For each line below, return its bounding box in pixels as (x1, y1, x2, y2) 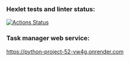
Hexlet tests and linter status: (6, 5, 95, 13)
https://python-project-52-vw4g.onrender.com (6, 48, 124, 55)
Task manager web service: (6, 34, 90, 43)
